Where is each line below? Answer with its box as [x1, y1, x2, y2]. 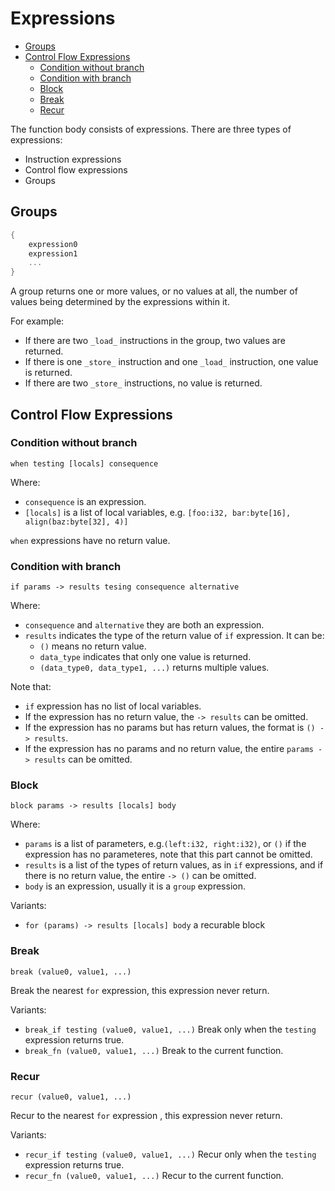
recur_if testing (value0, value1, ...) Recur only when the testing [24, 1148, 317, 1160]
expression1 [28, 248, 78, 259]
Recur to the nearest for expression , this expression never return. [10, 1110, 283, 1121]
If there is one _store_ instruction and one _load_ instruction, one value [24, 356, 319, 368]
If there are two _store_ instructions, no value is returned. [24, 377, 263, 389]
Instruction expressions [24, 153, 122, 165]
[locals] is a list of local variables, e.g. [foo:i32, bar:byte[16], [24, 506, 292, 518]
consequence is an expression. [24, 495, 147, 507]
